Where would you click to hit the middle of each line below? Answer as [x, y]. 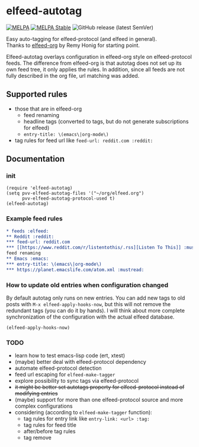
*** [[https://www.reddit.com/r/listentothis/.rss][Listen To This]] [94, 248]
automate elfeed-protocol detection [58, 368]
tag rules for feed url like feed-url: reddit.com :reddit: [84, 140]
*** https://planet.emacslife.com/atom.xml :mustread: [75, 270]
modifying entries [36, 394]
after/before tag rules [49, 432]
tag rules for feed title [50, 425]
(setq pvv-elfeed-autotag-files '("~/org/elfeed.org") [75, 193]
